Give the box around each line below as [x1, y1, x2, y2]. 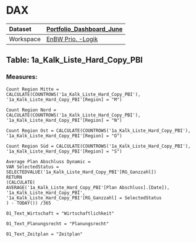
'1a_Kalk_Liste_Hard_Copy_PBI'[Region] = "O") [6, 132, 122, 139]
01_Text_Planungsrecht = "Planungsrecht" [6, 221, 109, 226]
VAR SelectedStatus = [6, 164, 59, 170]
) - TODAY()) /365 [6, 200, 51, 206]
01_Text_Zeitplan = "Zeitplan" [6, 231, 83, 237]
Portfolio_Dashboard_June [46, 25, 123, 33]
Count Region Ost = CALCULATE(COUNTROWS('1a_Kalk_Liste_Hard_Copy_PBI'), [6, 128, 191, 134]
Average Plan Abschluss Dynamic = [6, 158, 91, 164]
